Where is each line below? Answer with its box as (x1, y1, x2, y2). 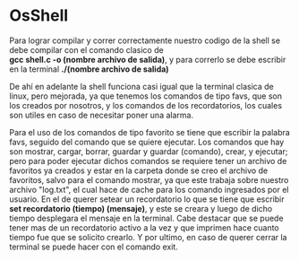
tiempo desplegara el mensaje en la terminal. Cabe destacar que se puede (9, 213, 284, 223)
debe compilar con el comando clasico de (9, 44, 164, 55)
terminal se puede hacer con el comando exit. (9, 241, 179, 252)
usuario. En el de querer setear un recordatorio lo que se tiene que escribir (9, 194, 285, 204)
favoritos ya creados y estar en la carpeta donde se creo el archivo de (9, 165, 269, 176)
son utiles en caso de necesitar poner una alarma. (9, 109, 194, 120)
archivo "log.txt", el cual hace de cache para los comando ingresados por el (9, 184, 289, 195)
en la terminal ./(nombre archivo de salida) (9, 64, 169, 74)
